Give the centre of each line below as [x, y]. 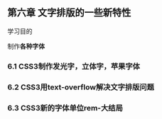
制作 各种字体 [26, 46]
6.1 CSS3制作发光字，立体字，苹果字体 [74, 66]
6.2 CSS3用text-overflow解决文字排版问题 [81, 87]
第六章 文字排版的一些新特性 [69, 13]
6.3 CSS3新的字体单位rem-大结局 [65, 108]
